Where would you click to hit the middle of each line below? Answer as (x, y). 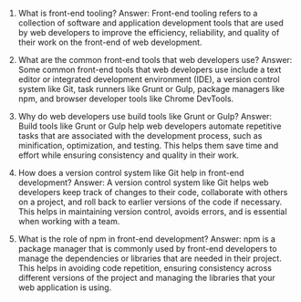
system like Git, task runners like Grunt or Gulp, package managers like (151, 89)
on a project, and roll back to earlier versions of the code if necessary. (150, 202)
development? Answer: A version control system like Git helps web (143, 182)
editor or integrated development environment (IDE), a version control (149, 79)
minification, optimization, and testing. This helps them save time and (148, 146)
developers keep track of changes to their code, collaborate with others (153, 192)
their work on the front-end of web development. (110, 42)
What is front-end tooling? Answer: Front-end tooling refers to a (138, 13)
